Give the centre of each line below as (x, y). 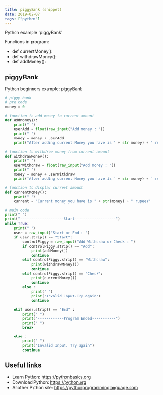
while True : (17, 224)
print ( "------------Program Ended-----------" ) (71, 318)
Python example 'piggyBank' (34, 33)
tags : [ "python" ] (23, 19)
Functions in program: (27, 42)
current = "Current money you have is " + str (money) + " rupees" (82, 201)
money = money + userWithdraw (44, 174)
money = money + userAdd (39, 138)
